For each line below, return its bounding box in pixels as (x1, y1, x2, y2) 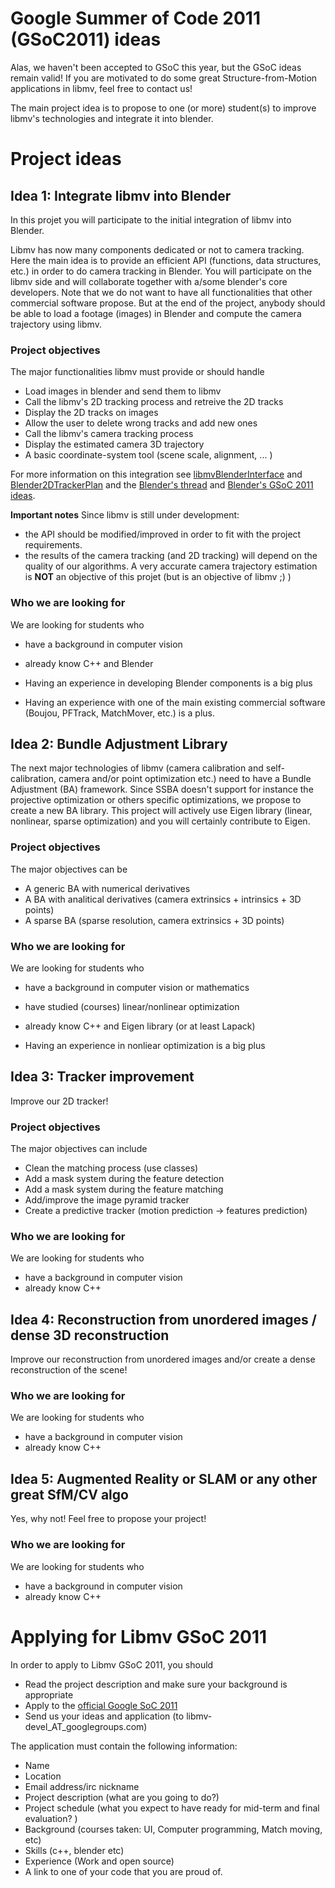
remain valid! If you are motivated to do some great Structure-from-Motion (10, 72, 318, 84)
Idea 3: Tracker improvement (10, 1068, 195, 1086)
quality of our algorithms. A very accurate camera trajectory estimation (24, 560, 318, 572)
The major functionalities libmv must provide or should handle (10, 366, 265, 378)
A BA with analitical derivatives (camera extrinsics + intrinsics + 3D (24, 893, 302, 905)
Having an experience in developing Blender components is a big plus (24, 677, 313, 689)
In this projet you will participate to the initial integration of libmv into (10, 213, 292, 226)
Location (24, 1770, 62, 1782)
